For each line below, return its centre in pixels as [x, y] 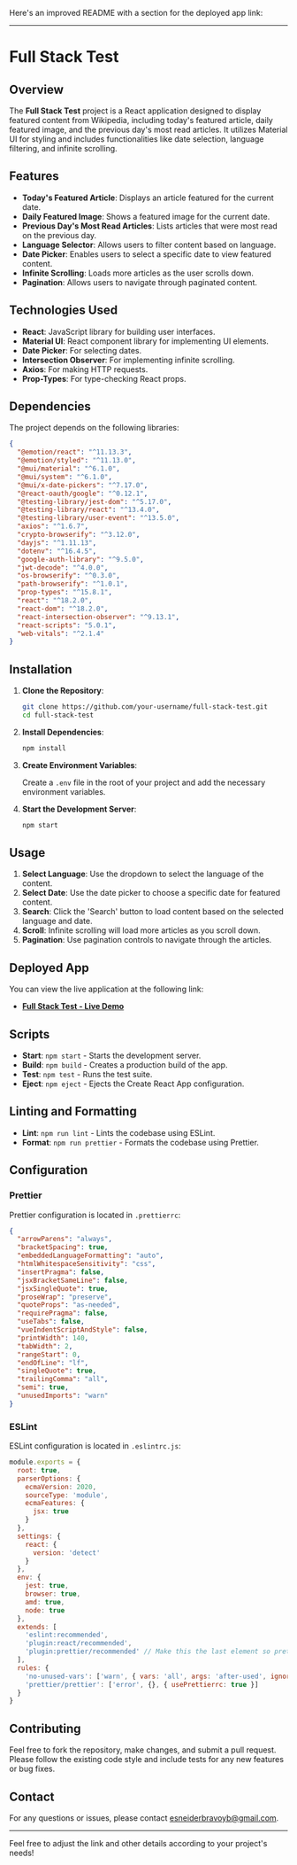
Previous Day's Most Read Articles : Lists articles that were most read [150, 226]
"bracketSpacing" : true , [63, 1247]
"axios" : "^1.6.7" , [53, 526]
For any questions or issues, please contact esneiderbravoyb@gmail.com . [144, 1818]
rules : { [33, 1668]
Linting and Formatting [73, 1111]
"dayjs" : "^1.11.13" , [57, 543]
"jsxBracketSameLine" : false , [72, 1280]
